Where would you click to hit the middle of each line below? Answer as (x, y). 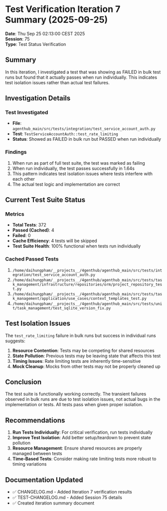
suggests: (15, 341)
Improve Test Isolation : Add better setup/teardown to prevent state (82, 438)
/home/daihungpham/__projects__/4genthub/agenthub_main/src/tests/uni (87, 304)
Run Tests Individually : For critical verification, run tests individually (83, 432)
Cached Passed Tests (32, 259)
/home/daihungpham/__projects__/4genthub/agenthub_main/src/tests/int (87, 270)
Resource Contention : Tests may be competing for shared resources (83, 350)
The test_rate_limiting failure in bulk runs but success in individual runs (81, 335)
